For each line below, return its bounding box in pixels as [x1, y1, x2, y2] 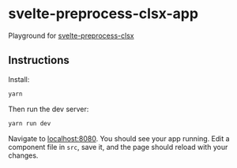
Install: [8, 74, 30, 84]
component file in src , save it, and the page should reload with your [8, 142, 228, 151]
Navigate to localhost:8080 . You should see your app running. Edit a [8, 133, 231, 143]
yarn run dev [8, 119, 51, 127]
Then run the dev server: [8, 104, 89, 114]
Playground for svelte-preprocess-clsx [8, 31, 134, 40]
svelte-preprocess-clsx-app [8, 5, 199, 23]
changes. [8, 151, 39, 160]
